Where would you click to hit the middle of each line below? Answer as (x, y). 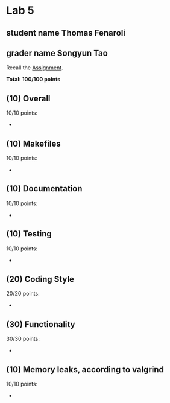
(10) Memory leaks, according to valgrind (85, 370)
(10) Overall (28, 98)
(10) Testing (29, 234)
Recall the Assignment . (35, 68)
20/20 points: (23, 294)
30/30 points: (23, 339)
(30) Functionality (41, 324)
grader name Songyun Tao (57, 53)
